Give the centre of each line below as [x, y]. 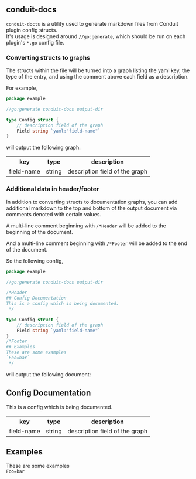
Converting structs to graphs [48, 57]
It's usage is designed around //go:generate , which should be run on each [96, 36]
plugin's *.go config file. [35, 42]
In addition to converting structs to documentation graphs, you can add [92, 202]
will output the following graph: [43, 147]
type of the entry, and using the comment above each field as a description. [97, 77]
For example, [22, 88]
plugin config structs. [32, 30]
